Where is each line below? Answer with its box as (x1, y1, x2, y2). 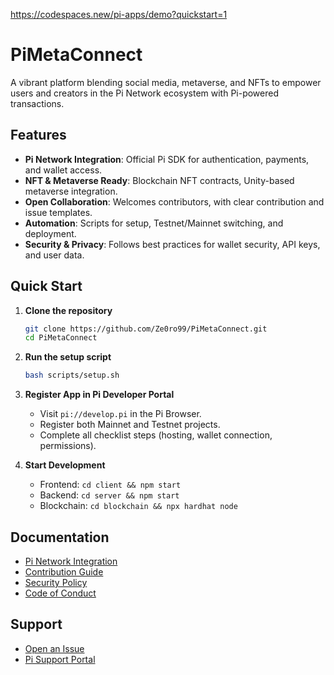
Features (10, 127, 67, 144)
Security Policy (24, 577, 88, 588)
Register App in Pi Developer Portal (24, 389, 175, 401)
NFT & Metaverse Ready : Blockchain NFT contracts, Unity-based (24, 174, 295, 186)
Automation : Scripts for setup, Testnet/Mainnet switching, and (24, 217, 284, 229)
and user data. (24, 249, 85, 261)
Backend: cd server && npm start (39, 489, 180, 501)
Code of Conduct (24, 587, 97, 599)
